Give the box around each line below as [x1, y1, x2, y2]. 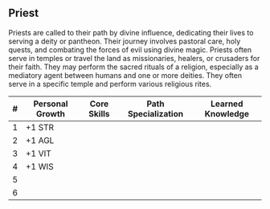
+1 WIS [25, 161, 54, 172]
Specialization [127, 108, 183, 119]
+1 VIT [25, 148, 52, 159]
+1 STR [25, 121, 55, 133]
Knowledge [204, 108, 249, 119]
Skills [88, 108, 110, 119]
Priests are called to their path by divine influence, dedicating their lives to [8, 27, 254, 37]
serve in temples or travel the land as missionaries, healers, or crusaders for [8, 53, 260, 63]
